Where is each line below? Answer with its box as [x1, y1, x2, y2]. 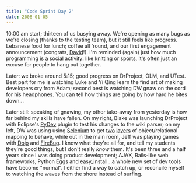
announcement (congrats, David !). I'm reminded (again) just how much [6, 48, 176, 55]
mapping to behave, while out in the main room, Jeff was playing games [6, 133, 179, 140]
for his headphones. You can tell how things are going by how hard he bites [6, 91, 188, 98]
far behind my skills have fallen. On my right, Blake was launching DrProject [6, 114, 188, 121]
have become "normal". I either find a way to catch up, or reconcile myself [6, 164, 185, 171]
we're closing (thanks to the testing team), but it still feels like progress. [6, 36, 178, 43]
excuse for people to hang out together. [6, 61, 101, 68]
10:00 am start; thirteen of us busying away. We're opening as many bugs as [6, 30, 190, 37]
